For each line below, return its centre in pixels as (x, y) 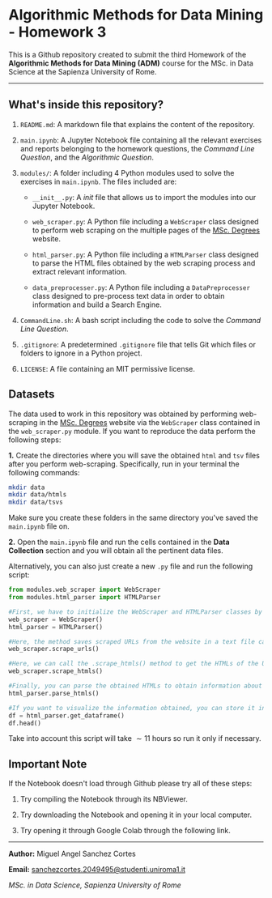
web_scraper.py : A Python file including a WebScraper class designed (145, 221)
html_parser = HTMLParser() (56, 627)
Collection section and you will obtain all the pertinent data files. (116, 551)
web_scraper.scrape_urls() (54, 649)
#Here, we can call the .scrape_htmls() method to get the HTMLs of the (134, 664)
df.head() (25, 723)
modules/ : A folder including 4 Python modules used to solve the (127, 172)
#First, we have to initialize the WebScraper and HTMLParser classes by (136, 612)
